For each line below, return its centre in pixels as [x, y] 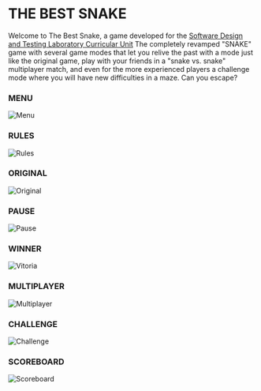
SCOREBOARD [36, 362]
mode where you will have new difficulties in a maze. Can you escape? [123, 77]
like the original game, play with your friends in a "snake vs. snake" [117, 61]
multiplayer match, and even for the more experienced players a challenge [129, 69]
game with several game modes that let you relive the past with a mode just [131, 52]
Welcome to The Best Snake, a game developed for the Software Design [125, 36]
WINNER [25, 249]
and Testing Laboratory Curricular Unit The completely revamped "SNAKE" [130, 43]
